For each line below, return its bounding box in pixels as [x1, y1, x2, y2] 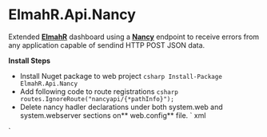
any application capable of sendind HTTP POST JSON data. [8, 40, 205, 49]
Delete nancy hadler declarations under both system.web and [19, 102, 224, 112]
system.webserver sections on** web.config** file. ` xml [19, 110, 206, 120]
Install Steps [8, 56, 50, 65]
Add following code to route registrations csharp [19, 86, 178, 96]
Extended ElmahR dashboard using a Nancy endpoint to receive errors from [8, 32, 260, 41]
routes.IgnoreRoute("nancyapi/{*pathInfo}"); [19, 95, 174, 103]
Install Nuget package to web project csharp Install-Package [19, 71, 222, 80]
